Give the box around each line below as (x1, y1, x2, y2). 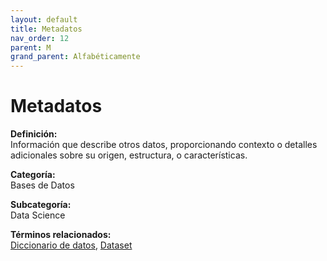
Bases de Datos (10, 179, 75, 191)
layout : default (10, 14, 78, 25)
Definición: (10, 128, 58, 140)
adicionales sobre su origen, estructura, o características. (10, 149, 248, 161)
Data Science (10, 209, 66, 221)
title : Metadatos (10, 24, 83, 34)
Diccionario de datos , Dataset (10, 239, 133, 251)
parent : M (10, 42, 52, 53)
